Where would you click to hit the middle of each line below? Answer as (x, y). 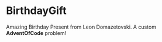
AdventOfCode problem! (36, 33)
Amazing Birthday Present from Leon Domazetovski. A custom (81, 27)
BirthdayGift (36, 11)
